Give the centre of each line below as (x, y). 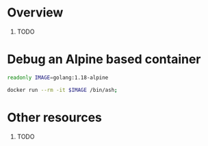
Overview (35, 13)
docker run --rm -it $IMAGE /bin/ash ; (62, 90)
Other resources (55, 117)
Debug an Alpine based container (104, 59)
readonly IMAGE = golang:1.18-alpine (58, 77)
